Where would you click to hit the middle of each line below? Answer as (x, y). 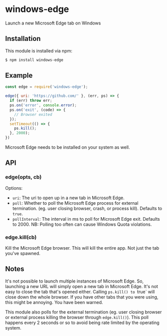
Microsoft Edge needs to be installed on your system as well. (68, 147)
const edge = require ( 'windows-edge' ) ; (47, 87)
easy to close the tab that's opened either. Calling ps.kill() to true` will (80, 292)
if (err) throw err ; (31, 101)
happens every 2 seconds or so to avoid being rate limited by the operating (82, 323)
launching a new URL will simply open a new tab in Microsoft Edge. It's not (82, 286)
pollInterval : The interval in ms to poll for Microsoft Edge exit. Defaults (86, 219)
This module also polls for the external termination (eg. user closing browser (83, 312)
